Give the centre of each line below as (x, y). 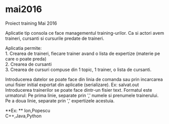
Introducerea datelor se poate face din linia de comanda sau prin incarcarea (84, 79)
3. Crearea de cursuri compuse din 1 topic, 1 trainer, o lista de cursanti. (78, 70)
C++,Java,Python (23, 116)
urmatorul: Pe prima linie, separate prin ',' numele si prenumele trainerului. (82, 95)
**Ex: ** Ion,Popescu (28, 110)
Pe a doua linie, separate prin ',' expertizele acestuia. (60, 101)
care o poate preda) (26, 58)
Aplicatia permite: (23, 48)
